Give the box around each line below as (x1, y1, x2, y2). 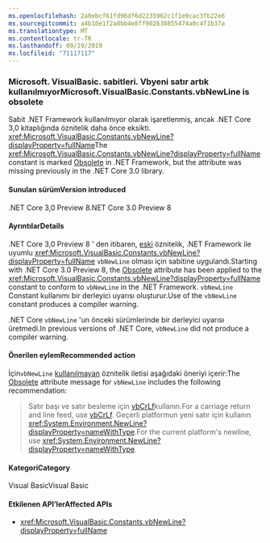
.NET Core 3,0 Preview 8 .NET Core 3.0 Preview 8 (8, 203, 172, 213)
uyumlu (8, 247, 34, 257)
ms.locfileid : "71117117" (8, 49, 95, 57)
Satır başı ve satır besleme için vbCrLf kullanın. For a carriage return (27, 401, 251, 410)
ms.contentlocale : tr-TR (8, 34, 92, 43)
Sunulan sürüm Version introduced (8, 184, 127, 194)
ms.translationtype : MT (8, 27, 89, 35)
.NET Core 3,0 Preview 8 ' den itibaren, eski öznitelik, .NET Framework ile (8, 239, 251, 249)
